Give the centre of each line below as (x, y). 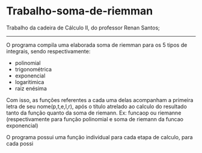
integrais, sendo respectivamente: (48, 51)
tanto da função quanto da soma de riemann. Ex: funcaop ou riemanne (94, 113)
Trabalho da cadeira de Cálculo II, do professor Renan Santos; (83, 28)
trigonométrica (33, 69)
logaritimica (29, 82)
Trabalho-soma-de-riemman (80, 11)
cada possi (20, 143)
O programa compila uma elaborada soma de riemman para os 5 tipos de (97, 45)
